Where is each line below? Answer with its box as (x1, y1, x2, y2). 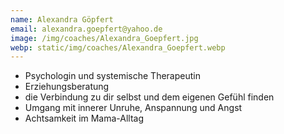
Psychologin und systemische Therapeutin (24, 70, 201, 82)
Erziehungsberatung (24, 81, 110, 93)
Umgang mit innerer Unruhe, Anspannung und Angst (24, 102, 243, 114)
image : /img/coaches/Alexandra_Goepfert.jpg (10, 33, 199, 43)
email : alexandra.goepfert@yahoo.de (10, 24, 163, 34)
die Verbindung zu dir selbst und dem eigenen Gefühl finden (24, 91, 275, 103)
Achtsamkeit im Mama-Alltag (24, 112, 145, 125)
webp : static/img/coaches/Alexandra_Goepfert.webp (10, 42, 226, 53)
